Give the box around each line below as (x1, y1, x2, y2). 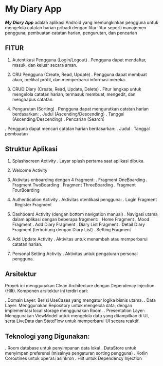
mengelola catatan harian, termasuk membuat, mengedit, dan (12, 91, 136, 97)
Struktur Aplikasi (5, 145, 57, 153)
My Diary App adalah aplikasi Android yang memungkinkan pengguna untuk (5, 19, 159, 25)
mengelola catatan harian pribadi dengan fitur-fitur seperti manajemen (5, 24, 146, 30)
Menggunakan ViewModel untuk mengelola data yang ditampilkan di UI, (5, 313, 149, 319)
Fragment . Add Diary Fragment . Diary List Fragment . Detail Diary (12, 221, 145, 227)
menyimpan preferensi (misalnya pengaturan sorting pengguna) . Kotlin (5, 350, 148, 356)
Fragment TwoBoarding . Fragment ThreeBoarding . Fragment (12, 182, 136, 188)
